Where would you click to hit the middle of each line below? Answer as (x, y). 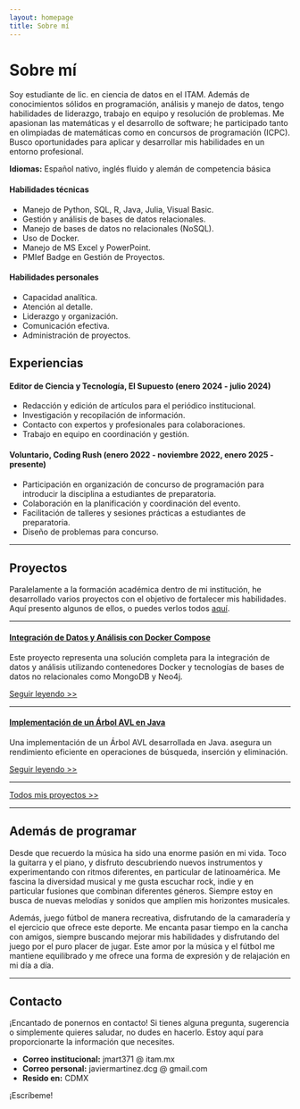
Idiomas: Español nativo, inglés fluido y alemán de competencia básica (140, 169)
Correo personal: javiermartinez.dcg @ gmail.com (115, 1069)
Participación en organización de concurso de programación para (143, 484)
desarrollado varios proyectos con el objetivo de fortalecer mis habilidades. (148, 599)
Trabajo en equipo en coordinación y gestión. (106, 434)
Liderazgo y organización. (70, 316)
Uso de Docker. (51, 238)
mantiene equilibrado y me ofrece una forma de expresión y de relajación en (150, 955)
